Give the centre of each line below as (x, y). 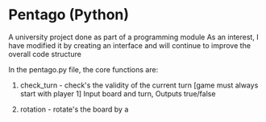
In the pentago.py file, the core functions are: (83, 69)
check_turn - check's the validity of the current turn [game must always (139, 85)
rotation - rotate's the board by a (74, 109)
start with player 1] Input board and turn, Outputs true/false (118, 93)
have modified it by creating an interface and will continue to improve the (130, 45)
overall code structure (45, 54)
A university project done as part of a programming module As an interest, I (134, 37)
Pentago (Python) (69, 15)
